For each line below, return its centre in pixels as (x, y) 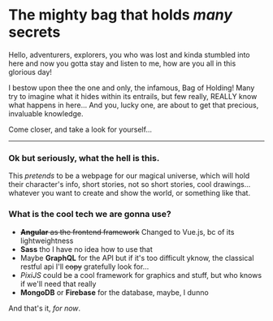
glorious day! (30, 72)
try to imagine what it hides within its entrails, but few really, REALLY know (133, 96)
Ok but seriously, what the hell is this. (84, 158)
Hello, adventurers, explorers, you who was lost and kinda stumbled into (129, 54)
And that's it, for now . (45, 308)
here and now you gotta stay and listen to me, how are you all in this (122, 63)
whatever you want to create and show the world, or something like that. (129, 193)
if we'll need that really (58, 284)
